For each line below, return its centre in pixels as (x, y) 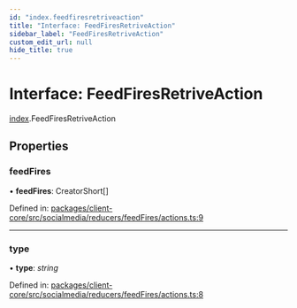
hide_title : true (41, 50)
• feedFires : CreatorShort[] (59, 190)
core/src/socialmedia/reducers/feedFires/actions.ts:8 (107, 295)
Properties (39, 146)
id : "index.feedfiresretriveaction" (76, 17)
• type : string (34, 268)
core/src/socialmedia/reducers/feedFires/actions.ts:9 (107, 217)
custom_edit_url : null (51, 42)
